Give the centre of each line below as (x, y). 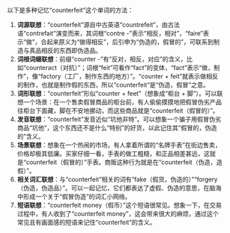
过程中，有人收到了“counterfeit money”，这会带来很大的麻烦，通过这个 (118, 214)
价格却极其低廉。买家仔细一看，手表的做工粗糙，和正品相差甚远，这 (113, 154)
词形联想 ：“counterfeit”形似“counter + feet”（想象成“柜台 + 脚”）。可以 (117, 93)
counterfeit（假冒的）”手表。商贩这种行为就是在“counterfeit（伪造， (121, 162)
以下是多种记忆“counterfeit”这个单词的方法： (70, 10)
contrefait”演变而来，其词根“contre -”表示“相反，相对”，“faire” (115, 33)
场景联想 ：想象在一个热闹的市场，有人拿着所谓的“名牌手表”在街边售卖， (119, 145)
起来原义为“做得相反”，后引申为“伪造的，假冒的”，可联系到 (130, 42)
